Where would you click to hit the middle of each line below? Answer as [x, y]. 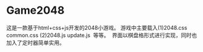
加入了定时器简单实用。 [35, 42]
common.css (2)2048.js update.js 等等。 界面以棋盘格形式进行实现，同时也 [102, 35]
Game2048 [35, 10]
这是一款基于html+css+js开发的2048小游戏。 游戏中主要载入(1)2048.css [97, 27]
